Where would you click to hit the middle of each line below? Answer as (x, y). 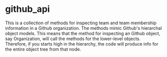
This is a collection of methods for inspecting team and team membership (81, 23)
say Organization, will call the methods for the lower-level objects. (73, 39)
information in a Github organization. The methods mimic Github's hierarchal (83, 28)
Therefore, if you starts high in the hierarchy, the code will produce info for (82, 44)
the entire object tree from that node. (43, 49)
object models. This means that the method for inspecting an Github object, (83, 33)
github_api (27, 9)
